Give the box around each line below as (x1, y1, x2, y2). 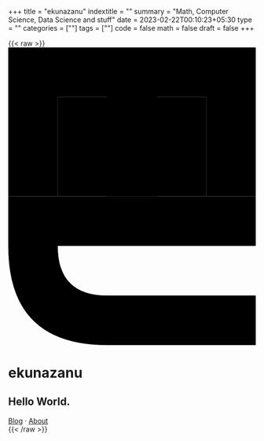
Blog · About (8, 416, 49, 425)
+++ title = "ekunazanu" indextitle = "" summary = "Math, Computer (8, 7, 229, 16)
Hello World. (8, 395, 71, 409)
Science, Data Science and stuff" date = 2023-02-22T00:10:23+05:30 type (8, 15, 253, 24)
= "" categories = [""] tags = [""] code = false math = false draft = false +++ (8, 24, 255, 32)
